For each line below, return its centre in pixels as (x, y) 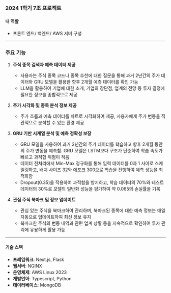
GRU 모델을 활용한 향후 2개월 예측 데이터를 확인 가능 (86, 82)
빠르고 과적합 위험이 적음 (45, 157)
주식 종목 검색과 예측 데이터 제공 (44, 65)
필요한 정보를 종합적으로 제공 (49, 95)
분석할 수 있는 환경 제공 (61, 123)
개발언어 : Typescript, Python (42, 278)
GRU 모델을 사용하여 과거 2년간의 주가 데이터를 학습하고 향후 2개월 (87, 144)
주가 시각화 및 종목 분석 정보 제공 (45, 105)
